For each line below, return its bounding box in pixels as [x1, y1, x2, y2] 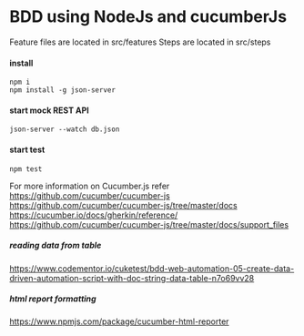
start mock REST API [9, 105, 89, 116]
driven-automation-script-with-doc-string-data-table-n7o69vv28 [9, 272, 255, 283]
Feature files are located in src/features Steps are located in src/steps [9, 36, 271, 47]
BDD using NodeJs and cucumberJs [9, 6, 288, 27]
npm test [9, 164, 43, 174]
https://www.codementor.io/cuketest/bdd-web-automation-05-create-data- [9, 262, 295, 274]
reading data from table [9, 239, 102, 251]
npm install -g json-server [9, 86, 117, 95]
